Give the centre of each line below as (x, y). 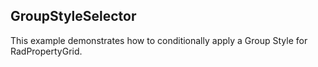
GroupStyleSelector (73, 16)
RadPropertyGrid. (46, 51)
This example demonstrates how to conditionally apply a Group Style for (159, 40)
